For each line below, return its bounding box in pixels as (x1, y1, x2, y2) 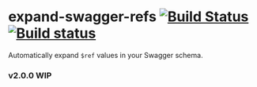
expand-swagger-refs (8, 8, 157, 26)
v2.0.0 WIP (8, 70, 52, 81)
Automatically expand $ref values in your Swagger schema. (8, 50, 203, 60)
